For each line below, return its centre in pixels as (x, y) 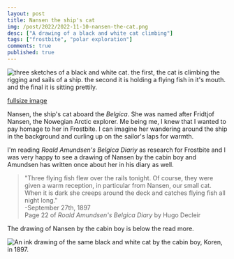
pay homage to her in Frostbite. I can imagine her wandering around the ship (117, 129)
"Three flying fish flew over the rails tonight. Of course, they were (119, 178)
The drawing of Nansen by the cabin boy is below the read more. (101, 228)
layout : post (26, 14)
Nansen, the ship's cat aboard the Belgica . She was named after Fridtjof (111, 114)
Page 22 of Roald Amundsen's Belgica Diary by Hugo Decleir (112, 215)
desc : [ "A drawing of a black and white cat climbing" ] (90, 33)
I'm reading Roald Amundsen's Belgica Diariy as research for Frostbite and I (116, 150)
